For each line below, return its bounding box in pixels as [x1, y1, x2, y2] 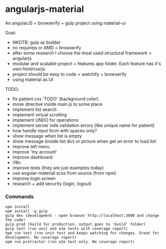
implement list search [12, 106, 57, 112]
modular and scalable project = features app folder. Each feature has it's [12, 60, 161, 66]
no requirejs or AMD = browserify [12, 44, 81, 50]
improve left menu [12, 143, 50, 149]
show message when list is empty [12, 133, 82, 139]
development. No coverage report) [5, 235, 77, 240]
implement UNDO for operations [12, 117, 79, 123]
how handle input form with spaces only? [12, 127, 97, 133]
